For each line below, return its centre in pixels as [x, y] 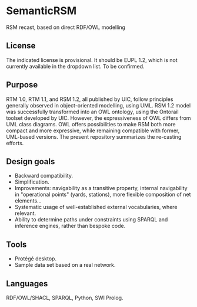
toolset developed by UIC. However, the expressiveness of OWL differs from [98, 118]
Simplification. [32, 182]
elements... [28, 201]
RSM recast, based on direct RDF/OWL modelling [66, 27]
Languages [27, 284]
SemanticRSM [41, 11]
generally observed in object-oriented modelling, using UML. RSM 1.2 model [98, 105]
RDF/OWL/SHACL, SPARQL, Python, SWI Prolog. [65, 298]
